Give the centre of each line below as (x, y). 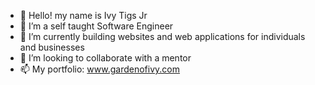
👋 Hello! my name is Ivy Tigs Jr (83, 15)
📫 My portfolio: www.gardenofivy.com (99, 69)
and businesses (52, 47)
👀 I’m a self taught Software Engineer (96, 26)
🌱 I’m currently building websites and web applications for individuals (162, 36)
